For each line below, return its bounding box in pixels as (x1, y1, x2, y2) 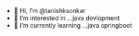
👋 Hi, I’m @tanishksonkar (13, 7, 85, 15)
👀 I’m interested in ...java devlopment (13, 14, 120, 22)
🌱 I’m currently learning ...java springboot (13, 21, 133, 29)
